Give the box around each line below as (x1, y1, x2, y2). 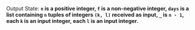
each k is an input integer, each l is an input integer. (6, 18, 139, 24)
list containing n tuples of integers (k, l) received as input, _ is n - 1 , (6, 11, 184, 18)
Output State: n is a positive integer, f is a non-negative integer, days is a (6, 5, 189, 12)
